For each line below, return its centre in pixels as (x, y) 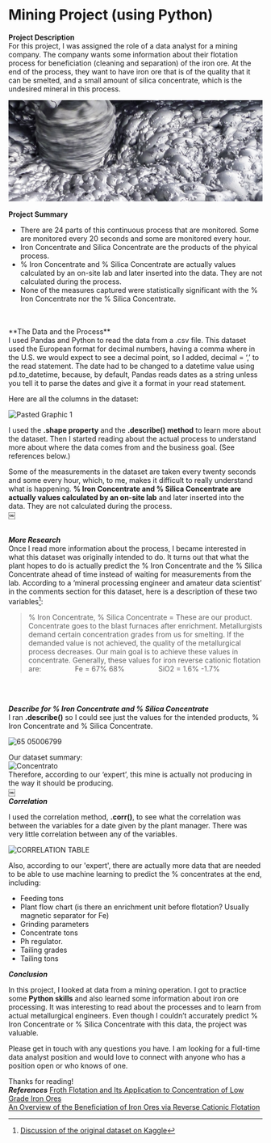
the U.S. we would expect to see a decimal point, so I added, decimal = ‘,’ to (134, 357)
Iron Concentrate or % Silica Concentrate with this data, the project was (128, 1024)
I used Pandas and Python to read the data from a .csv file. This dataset (127, 340)
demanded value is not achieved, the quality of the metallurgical (135, 643)
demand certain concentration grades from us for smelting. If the (136, 634)
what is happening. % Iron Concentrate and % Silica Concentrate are (125, 489)
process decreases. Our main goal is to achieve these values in (133, 651)
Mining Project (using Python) (111, 15)
